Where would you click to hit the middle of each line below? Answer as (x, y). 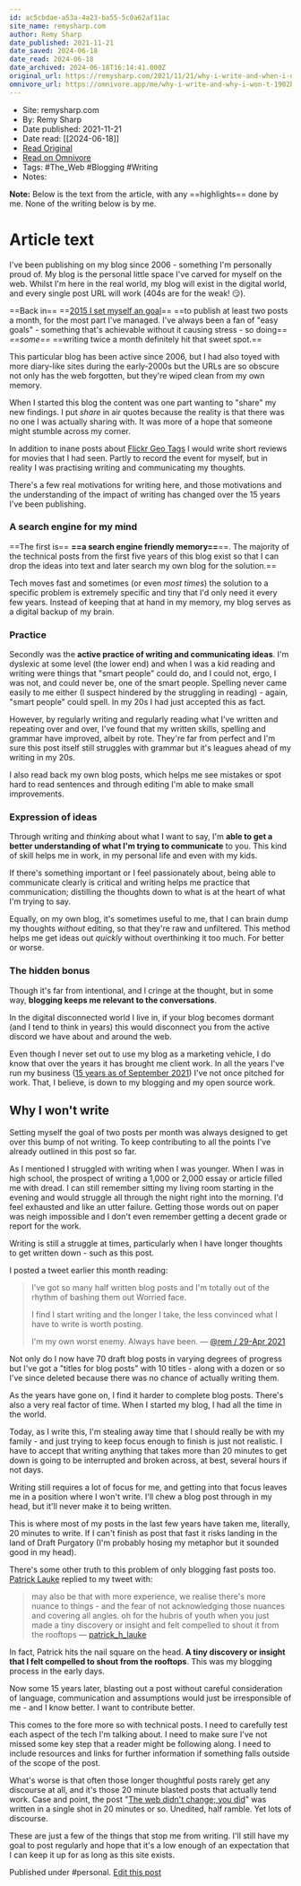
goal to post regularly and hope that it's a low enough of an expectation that (149, 1845)
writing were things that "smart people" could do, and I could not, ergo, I (143, 674)
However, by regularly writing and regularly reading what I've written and (144, 719)
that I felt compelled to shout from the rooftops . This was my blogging (141, 1661)
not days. (26, 1469)
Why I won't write (60, 1111)
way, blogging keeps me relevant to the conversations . (113, 1000)
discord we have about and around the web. (90, 1036)
